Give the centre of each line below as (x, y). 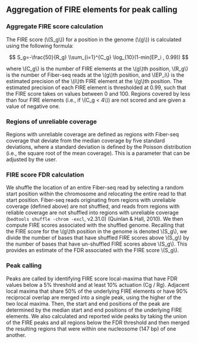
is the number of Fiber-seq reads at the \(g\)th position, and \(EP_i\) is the (95, 75)
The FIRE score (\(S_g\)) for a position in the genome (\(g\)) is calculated (94, 39)
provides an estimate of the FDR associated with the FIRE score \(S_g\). (93, 250)
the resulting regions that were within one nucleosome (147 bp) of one (91, 329)
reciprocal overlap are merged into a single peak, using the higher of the (94, 297)
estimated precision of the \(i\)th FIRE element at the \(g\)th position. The (94, 81)
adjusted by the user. (31, 159)
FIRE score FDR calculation (45, 175)
